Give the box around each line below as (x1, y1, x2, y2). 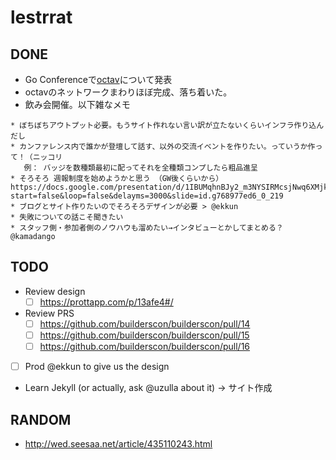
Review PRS (24, 307, 75, 319)
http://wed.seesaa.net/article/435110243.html (24, 437, 213, 450)
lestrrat (10, 6, 73, 29)
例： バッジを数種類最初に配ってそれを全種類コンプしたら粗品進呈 (23, 163, 258, 173)
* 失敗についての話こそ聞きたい (10, 212, 124, 222)
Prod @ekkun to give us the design (24, 361, 170, 373)
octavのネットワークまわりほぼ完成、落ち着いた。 (24, 86, 233, 98)
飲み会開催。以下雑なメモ (24, 99, 131, 110)
